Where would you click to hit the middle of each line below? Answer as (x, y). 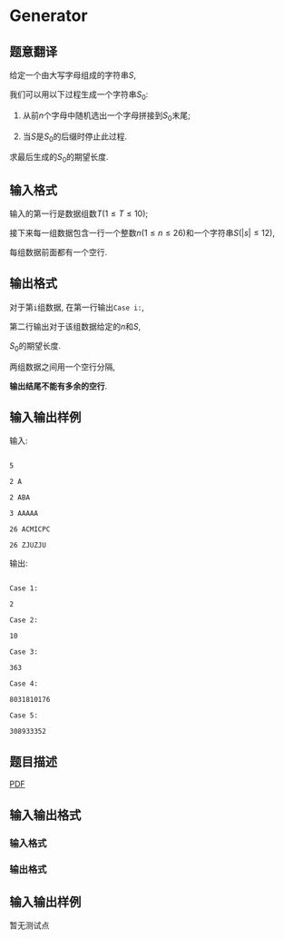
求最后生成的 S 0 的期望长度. (59, 158)
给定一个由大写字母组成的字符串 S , (73, 75)
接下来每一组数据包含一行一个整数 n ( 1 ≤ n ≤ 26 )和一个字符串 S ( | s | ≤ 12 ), (142, 233)
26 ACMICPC (30, 529)
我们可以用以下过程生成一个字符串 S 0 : (79, 95)
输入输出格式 (45, 815)
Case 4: (24, 684)
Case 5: (24, 716)
